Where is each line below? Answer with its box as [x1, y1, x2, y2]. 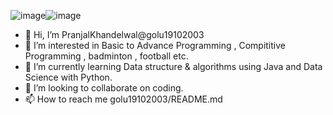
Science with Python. [24, 71, 113, 83]
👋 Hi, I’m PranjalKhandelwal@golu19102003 [24, 29, 205, 40]
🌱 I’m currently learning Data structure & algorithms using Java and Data [24, 61, 323, 72]
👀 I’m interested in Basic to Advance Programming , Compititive [24, 40, 286, 51]
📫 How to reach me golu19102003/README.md [24, 93, 223, 105]
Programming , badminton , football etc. [24, 50, 189, 62]
